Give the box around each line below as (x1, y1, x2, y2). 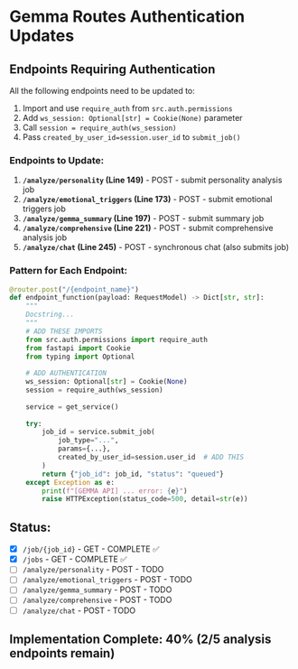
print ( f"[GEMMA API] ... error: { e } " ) (42, 486, 188, 496)
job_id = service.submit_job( (42, 427, 155, 437)
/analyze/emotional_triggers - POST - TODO (22, 574, 192, 585)
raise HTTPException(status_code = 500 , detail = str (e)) (42, 495, 248, 504)
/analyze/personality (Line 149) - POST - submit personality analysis (22, 174, 283, 186)
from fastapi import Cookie (25, 343, 131, 353)
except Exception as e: (25, 478, 116, 487)
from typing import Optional (25, 352, 135, 361)
